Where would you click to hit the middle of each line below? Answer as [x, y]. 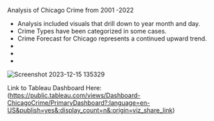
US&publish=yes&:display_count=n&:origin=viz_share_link [90, 110]
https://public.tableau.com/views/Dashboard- [75, 95]
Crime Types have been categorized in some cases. [92, 31]
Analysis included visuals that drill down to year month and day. [109, 23]
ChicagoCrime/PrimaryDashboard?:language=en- [79, 103]
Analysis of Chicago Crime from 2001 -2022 [71, 10]
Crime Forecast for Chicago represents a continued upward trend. [112, 38]
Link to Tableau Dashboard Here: [55, 88]
